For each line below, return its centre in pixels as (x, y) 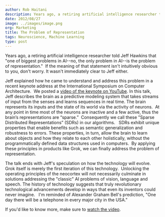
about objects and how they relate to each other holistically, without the (77, 138)
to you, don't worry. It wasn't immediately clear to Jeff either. (67, 71)
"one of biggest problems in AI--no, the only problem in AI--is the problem (80, 61)
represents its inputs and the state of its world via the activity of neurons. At (82, 107)
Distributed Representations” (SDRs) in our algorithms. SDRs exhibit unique (82, 122)
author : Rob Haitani (26, 10)
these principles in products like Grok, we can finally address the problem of (82, 148)
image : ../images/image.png (34, 23)
